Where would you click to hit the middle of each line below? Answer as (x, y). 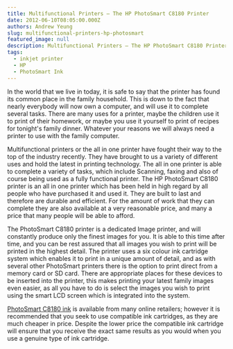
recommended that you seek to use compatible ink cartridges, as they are (113, 316)
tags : (15, 53)
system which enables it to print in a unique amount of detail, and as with (112, 258)
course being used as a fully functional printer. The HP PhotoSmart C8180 (113, 178)
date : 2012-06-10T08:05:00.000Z (54, 20)
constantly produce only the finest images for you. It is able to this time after (116, 236)
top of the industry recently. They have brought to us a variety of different (113, 156)
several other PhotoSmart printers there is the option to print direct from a (113, 266)
